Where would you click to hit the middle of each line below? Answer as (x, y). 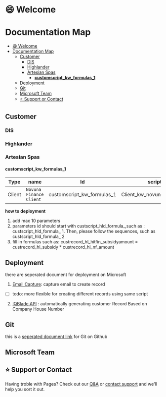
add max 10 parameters (36, 221)
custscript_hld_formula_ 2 (39, 236)
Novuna (34, 190)
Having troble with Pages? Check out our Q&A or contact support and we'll (81, 384)
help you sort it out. (25, 389)
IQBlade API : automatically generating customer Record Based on (80, 304)
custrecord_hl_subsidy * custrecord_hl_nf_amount (63, 247)
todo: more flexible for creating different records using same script (80, 294)
